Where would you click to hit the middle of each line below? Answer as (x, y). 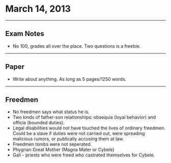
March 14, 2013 (38, 9)
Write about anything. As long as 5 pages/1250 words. (69, 79)
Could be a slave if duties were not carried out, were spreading (79, 134)
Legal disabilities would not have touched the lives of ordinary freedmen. (89, 128)
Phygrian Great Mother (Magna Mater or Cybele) (63, 150)
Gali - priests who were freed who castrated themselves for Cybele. (84, 155)
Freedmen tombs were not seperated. (52, 144)
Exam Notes (25, 34)
